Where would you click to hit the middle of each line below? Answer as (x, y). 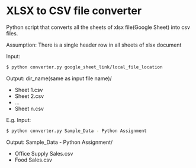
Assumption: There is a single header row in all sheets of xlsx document (94, 45)
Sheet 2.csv (29, 96)
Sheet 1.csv (29, 90)
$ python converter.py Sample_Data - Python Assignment (76, 131)
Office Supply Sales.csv (44, 153)
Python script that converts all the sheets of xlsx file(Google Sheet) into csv (98, 27)
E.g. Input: (19, 120)
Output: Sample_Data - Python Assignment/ (60, 142)
